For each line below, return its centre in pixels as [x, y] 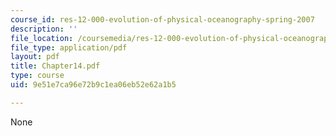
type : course [37, 76]
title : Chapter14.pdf [55, 66]
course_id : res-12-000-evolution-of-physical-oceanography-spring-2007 [162, 19]
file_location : [42, 38]
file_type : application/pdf [69, 47]
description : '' [44, 29]
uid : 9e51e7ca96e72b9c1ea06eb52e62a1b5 [93, 85]
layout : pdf [35, 57]
